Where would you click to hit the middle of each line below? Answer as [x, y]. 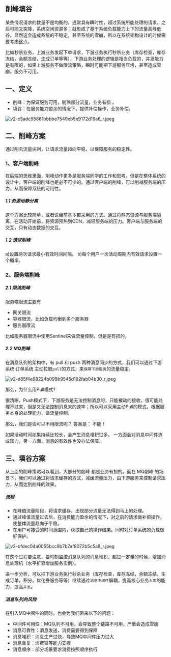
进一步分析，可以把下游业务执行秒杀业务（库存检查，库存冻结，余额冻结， [83, 574]
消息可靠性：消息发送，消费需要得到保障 [55, 631]
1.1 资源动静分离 [22, 201]
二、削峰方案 [25, 136]
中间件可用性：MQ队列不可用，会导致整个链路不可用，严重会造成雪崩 [85, 624]
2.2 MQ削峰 [18, 349]
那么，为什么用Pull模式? [31, 389]
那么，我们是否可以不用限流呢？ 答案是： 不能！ [55, 423]
